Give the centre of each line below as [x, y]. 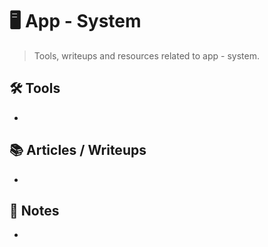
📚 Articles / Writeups [78, 150]
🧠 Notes [34, 210]
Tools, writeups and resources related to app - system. [146, 55]
